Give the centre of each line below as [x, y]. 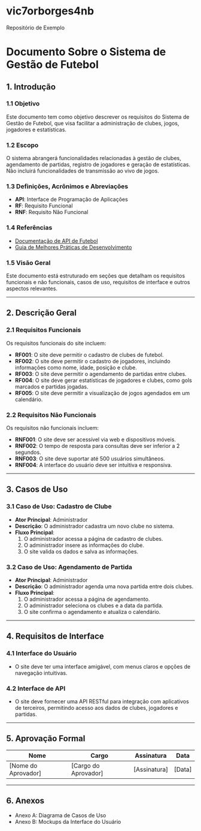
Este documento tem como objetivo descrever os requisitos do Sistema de [98, 117]
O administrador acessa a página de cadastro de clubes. [93, 538]
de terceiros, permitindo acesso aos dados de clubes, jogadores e [96, 707]
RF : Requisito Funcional [44, 206]
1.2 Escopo [22, 145]
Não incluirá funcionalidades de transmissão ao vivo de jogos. [83, 171]
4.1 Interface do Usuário [41, 654]
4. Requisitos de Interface [55, 636]
